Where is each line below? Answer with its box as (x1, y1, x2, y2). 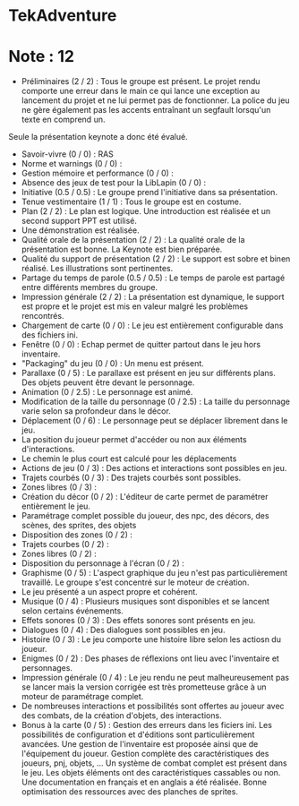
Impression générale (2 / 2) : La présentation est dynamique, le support (21, 292, 285, 303)
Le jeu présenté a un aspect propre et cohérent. (21, 587, 198, 597)
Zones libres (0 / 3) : (21, 482, 98, 493)
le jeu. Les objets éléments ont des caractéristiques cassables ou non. (21, 767, 281, 778)
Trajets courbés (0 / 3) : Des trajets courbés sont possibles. (21, 472, 242, 484)
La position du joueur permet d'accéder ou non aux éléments (21, 434, 247, 445)
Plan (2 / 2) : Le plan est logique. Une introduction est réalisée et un (21, 206, 270, 217)
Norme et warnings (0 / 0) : (21, 159, 123, 169)
